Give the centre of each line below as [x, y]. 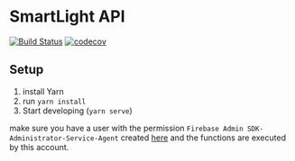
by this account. [39, 147]
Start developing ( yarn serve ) [77, 111]
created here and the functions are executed [203, 138]
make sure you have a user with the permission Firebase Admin [126, 128]
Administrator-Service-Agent [64, 138]
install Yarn [43, 91]
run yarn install [54, 101]
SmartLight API [67, 17]
